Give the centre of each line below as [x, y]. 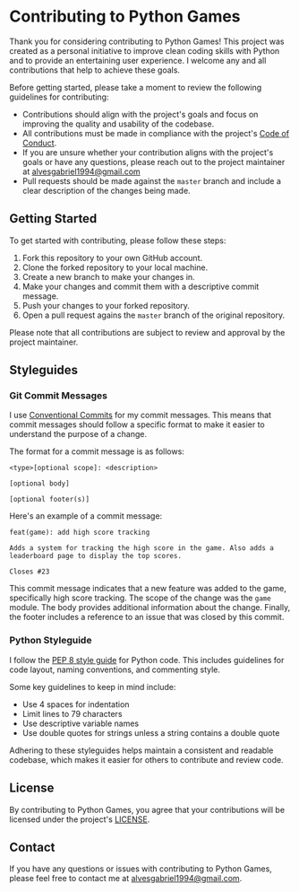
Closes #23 [30, 572]
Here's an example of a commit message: [86, 516]
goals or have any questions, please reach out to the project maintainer [154, 162]
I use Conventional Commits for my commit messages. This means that [140, 415]
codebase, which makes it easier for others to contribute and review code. [146, 759]
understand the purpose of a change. [78, 434]
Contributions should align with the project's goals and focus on [140, 114]
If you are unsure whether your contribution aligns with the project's [148, 152]
